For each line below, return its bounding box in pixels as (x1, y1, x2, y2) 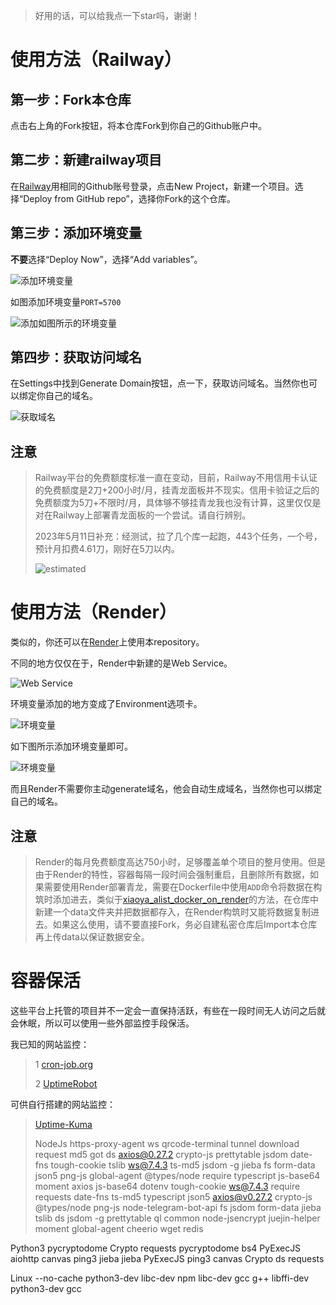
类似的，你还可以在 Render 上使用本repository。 (10, 636, 205, 648)
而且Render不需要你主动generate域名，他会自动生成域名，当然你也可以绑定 (10, 783, 323, 795)
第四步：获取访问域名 (10, 349, 142, 366)
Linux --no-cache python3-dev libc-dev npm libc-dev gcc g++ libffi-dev (10, 1272, 310, 1284)
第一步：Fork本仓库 (10, 91, 132, 108)
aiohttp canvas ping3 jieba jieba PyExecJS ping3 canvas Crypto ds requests (10, 1252, 325, 1264)
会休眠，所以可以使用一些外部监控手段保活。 (10, 1017, 195, 1029)
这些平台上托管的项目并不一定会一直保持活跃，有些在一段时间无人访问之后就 (10, 1004, 326, 1016)
